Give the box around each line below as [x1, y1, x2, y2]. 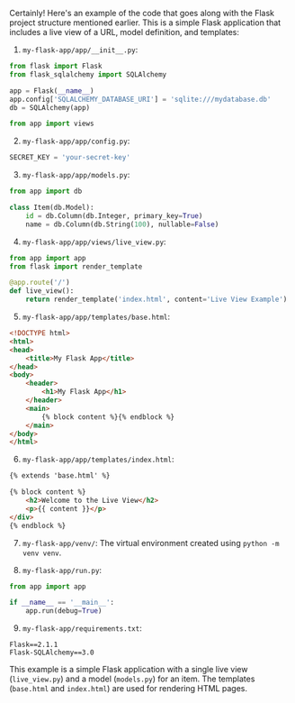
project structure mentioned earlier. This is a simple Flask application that [9, 17, 282, 28]
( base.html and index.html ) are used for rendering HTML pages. [9, 683, 247, 694]
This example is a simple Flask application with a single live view [9, 664, 248, 675]
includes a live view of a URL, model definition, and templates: [9, 27, 240, 37]
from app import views [9, 119, 94, 129]
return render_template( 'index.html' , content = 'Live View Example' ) [25, 295, 288, 305]
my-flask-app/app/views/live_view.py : [22, 236, 166, 247]
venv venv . [22, 547, 62, 558]
